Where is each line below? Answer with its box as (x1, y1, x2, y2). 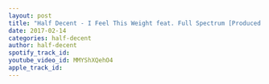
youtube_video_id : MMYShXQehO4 (8, 57, 114, 65)
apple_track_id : (8, 64, 63, 72)
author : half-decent (8, 42, 78, 50)
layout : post (8, 11, 52, 20)
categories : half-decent (8, 34, 92, 42)
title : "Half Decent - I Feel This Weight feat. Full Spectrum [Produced (8, 19, 262, 27)
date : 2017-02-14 (8, 26, 67, 34)
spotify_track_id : (8, 49, 70, 57)
